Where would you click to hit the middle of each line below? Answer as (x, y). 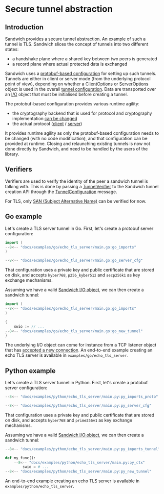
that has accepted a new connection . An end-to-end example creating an (79, 350)
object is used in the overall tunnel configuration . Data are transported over (81, 89)
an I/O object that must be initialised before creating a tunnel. (67, 94)
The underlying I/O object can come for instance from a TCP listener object (81, 345)
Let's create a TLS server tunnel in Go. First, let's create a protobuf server (79, 228)
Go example (24, 217)
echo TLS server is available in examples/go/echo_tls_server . (67, 355)
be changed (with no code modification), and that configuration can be (76, 138)
